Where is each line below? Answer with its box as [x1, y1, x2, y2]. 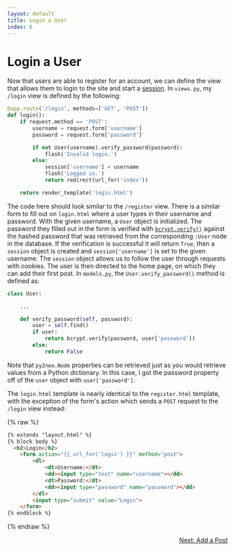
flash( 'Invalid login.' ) [44, 150, 117, 158]
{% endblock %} [7, 510, 52, 517]
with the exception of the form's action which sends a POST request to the [7, 397, 218, 405]
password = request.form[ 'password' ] [32, 131, 142, 138]
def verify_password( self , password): [20, 315, 133, 323]
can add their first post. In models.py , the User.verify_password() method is [7, 269, 225, 277]
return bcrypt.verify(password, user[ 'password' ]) [44, 335, 196, 343]
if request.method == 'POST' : [20, 119, 108, 126]
